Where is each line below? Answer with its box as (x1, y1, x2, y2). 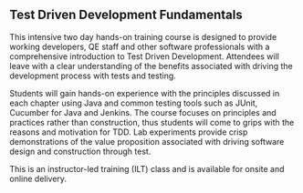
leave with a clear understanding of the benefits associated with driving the (9, 60, 294, 71)
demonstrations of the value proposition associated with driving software (9, 136, 285, 147)
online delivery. (9, 173, 67, 184)
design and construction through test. (9, 146, 151, 157)
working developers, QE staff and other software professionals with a (9, 41, 270, 52)
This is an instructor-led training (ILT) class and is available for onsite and (9, 163, 285, 174)
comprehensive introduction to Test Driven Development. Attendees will (9, 50, 280, 62)
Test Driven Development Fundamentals (9, 7, 244, 23)
